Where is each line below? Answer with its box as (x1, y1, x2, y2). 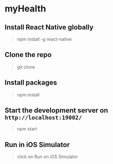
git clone (16, 63, 35, 70)
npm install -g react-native (16, 36, 72, 42)
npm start (16, 126, 37, 132)
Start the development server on (4, 106, 108, 115)
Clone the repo (4, 50, 52, 59)
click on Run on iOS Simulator (16, 153, 78, 160)
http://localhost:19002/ (4, 114, 82, 121)
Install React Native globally (4, 23, 93, 31)
